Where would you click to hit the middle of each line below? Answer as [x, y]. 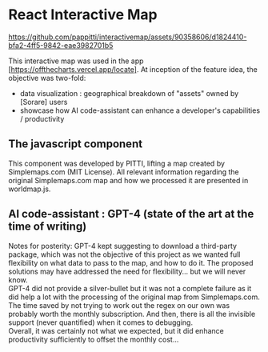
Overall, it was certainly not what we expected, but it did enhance [116, 330]
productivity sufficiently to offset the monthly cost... [94, 339]
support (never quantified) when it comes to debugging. [101, 322]
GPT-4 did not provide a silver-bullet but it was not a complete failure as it [130, 288]
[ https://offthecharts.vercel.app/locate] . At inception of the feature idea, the [133, 69]
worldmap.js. [30, 189]
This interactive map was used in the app [76, 61]
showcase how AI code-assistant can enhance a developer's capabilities [140, 110]
